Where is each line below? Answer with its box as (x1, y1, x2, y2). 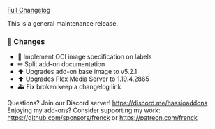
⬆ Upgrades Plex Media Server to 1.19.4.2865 (17, 75, 150, 83)
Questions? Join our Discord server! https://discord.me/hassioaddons (7, 99, 208, 107)
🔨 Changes (7, 36, 45, 46)
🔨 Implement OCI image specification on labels (17, 52, 152, 61)
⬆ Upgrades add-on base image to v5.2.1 (17, 68, 138, 76)
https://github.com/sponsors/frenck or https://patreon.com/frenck (7, 114, 198, 122)
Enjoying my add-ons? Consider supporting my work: (7, 106, 161, 114)
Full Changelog (7, 6, 51, 14)
